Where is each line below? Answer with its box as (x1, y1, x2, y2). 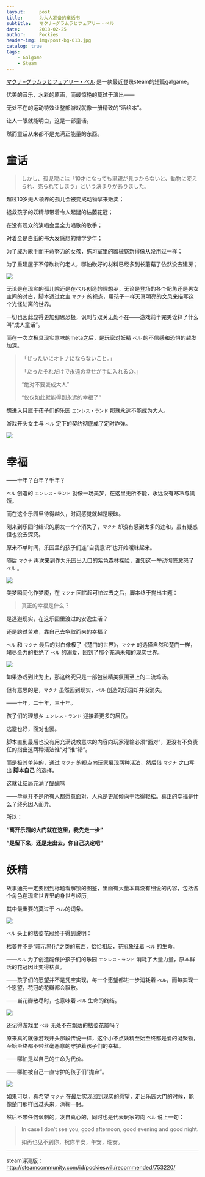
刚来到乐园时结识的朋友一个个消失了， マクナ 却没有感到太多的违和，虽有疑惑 (6, 523, 198, 530)
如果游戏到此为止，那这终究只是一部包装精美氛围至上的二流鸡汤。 (6, 673, 172, 680)
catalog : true (6, 43, 43, 50)
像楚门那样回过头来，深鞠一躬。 (6, 1100, 87, 1108)
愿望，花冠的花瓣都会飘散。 (11, 984, 81, 991)
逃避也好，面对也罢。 (6, 725, 60, 732)
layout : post (6, 9, 51, 15)
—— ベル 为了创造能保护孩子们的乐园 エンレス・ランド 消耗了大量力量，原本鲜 (6, 956, 195, 963)
